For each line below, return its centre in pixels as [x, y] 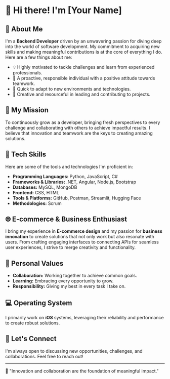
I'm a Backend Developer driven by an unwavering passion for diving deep [83, 41]
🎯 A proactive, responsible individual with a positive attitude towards [84, 78]
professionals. [27, 73]
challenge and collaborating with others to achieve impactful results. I [78, 128]
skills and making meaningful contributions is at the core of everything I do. [84, 52]
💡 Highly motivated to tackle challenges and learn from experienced [83, 67]
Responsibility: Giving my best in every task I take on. [69, 286]
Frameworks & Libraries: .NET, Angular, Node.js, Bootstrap [74, 182]
